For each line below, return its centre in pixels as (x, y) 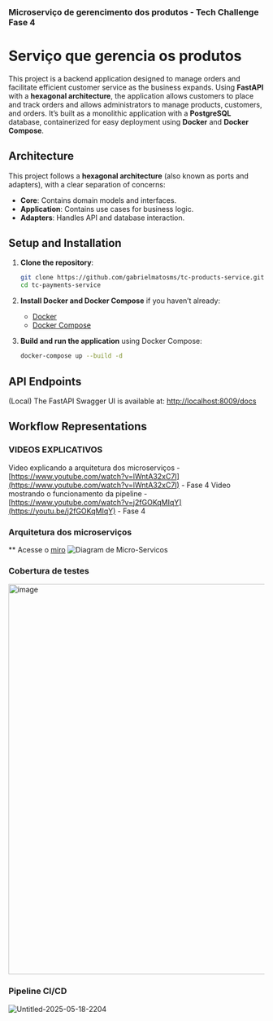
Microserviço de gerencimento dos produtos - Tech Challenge (134, 12)
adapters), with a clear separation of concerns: (87, 184)
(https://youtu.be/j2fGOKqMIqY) (62, 511)
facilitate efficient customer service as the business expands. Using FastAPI (136, 87)
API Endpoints (45, 381)
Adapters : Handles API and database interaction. (102, 218)
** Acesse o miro (37, 549)
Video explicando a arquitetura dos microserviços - (94, 468)
